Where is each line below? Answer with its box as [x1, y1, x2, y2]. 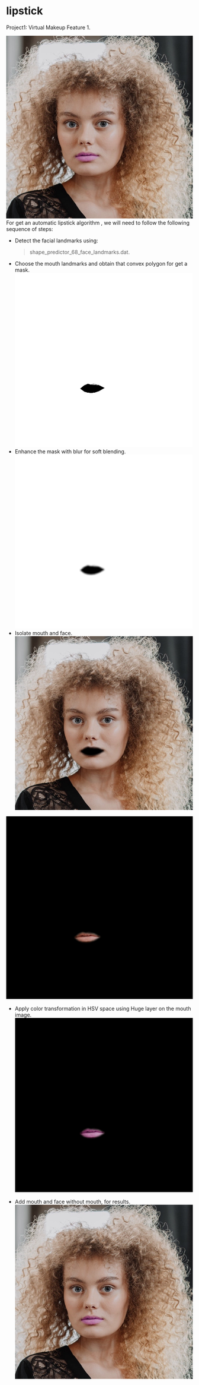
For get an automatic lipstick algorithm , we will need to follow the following [6, 219, 190, 226]
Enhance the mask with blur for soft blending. [14, 447, 126, 455]
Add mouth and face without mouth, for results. [14, 1198, 131, 1206]
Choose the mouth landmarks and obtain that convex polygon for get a [14, 260, 188, 267]
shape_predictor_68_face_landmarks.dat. [29, 248, 130, 255]
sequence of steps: [6, 225, 53, 232]
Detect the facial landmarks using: [14, 236, 99, 244]
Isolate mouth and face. [14, 629, 73, 636]
